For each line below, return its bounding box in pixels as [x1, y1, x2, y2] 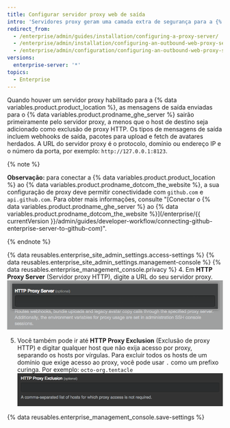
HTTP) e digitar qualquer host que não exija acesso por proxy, [16, 343, 193, 352]
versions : [7, 55, 36, 62]
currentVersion [7, 216, 49, 225]
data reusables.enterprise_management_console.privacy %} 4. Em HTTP [7, 265, 213, 273]
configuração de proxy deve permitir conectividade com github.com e [7, 188, 204, 196]
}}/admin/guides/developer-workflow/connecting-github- [50, 216, 213, 225]
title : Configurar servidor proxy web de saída [7, 11, 146, 18]
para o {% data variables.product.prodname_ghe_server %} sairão [7, 110, 194, 118]
